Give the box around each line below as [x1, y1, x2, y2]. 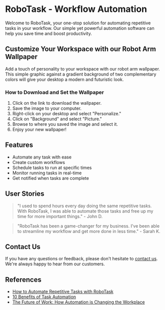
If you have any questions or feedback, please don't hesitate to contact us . [5, 256, 158, 262]
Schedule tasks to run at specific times [12, 164, 92, 170]
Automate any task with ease [12, 154, 72, 160]
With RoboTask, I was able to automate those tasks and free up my [17, 208, 154, 214]
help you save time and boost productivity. [5, 30, 92, 36]
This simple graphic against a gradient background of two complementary [5, 71, 157, 77]
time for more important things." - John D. [17, 213, 103, 219]
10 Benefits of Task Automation [12, 294, 76, 300]
